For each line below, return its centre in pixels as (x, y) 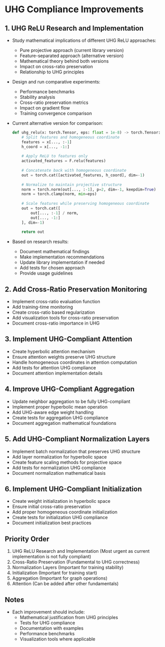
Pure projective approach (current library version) (72, 50)
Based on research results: (40, 242)
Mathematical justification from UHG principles (69, 617)
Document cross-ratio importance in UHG (56, 323)
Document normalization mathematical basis (59, 473)
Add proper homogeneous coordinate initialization (65, 512)
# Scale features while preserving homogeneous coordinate (86, 204)
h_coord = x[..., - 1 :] (46, 147)
